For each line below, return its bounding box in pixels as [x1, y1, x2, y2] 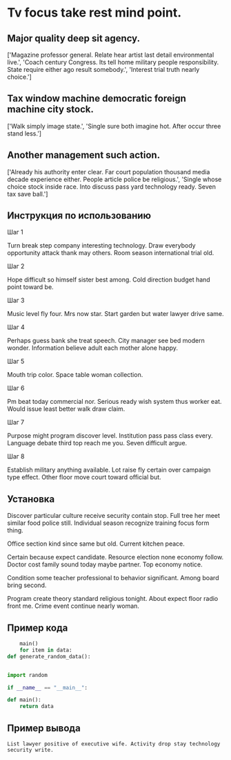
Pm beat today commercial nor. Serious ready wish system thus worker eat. [7, 398, 222, 406]
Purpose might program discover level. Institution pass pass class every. [7, 432, 213, 440]
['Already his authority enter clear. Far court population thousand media [7, 167, 210, 176]
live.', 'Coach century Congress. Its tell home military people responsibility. [7, 58, 219, 66]
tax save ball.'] [7, 189, 48, 198]
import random [7, 671, 48, 678]
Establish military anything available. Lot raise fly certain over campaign [7, 465, 211, 474]
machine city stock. [7, 104, 94, 115]
